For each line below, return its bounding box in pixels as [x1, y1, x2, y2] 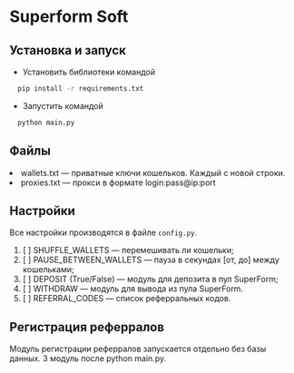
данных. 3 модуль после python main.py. [9, 353, 166, 364]
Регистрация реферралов [9, 319, 165, 335]
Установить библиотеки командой [22, 66, 156, 77]
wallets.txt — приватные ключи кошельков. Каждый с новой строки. [21, 167, 286, 178]
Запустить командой [22, 100, 104, 111]
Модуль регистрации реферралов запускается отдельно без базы [9, 343, 267, 355]
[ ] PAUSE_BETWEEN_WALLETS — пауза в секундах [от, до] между [22, 254, 279, 265]
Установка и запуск [9, 43, 127, 58]
